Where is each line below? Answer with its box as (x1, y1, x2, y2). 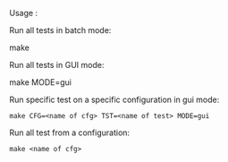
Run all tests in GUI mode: (9, 60, 105, 70)
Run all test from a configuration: (9, 127, 131, 138)
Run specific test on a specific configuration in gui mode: (9, 94, 220, 105)
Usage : (9, 8, 38, 18)
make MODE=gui (9, 77, 72, 88)
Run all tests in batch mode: (9, 25, 112, 35)
